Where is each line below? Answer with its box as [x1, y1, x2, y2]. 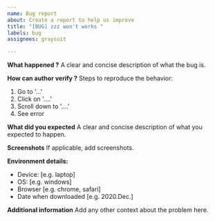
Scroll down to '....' [17, 102, 71, 110]
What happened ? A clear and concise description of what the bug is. [7, 61, 206, 69]
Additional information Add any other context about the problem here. [7, 206, 209, 214]
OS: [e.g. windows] [17, 177, 72, 186]
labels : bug [7, 29, 41, 37]
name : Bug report [7, 10, 57, 17]
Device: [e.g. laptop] [17, 171, 76, 179]
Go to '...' [17, 88, 43, 96]
